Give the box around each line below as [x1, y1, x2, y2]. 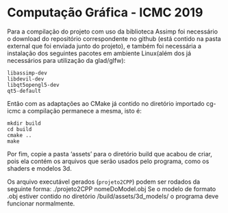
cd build [7, 126, 32, 132]
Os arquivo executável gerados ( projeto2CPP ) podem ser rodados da [7, 177, 201, 186]
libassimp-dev [7, 70, 48, 76]
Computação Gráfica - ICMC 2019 [7, 5, 203, 20]
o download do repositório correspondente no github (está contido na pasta [7, 34, 221, 42]
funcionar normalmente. [7, 199, 75, 208]
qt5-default [7, 87, 41, 94]
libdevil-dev [7, 75, 45, 83]
